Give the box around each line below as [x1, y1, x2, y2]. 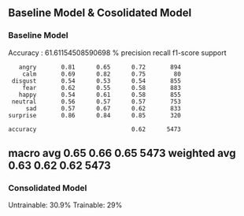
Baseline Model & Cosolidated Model [8, 6, 192, 20]
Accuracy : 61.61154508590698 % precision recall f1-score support [8, 47, 227, 58]
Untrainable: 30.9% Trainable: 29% [8, 200, 123, 210]
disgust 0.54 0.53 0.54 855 [11, 76, 181, 85]
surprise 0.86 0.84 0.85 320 [8, 111, 181, 119]
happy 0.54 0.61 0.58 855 [18, 91, 181, 99]
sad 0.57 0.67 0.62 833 [25, 104, 181, 113]
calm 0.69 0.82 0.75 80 [22, 70, 181, 78]
